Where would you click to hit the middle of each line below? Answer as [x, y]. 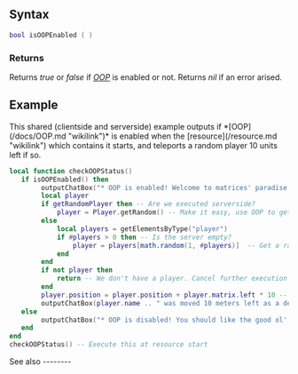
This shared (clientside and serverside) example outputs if [115, 126]
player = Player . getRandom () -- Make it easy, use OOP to [166, 212]
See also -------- [40, 362]
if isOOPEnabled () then [65, 179]
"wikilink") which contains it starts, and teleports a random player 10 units [143, 145]
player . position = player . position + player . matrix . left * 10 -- [165, 295]
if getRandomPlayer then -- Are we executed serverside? [148, 204]
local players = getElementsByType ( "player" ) [142, 229]
